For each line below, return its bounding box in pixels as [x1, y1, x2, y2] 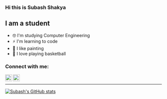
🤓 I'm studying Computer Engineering [12, 32, 90, 38]
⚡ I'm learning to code [12, 38, 58, 44]
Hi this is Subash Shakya [5, 4, 66, 11]
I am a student [5, 19, 50, 28]
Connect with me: [5, 63, 49, 70]
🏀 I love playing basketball [12, 50, 66, 56]
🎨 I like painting [12, 45, 44, 51]
